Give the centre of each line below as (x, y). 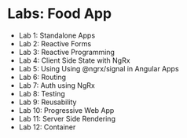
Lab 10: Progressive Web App (66, 110)
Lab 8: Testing (42, 93)
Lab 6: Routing (42, 77)
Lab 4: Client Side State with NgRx (74, 60)
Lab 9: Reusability (48, 102)
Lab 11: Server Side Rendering (67, 118)
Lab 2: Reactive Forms (55, 43)
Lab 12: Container (47, 127)
